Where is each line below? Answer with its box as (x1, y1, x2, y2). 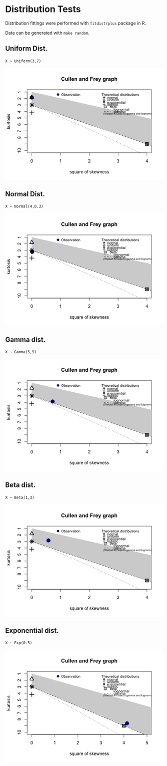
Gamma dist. (5, 335, 46, 344)
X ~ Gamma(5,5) (5, 350, 37, 355)
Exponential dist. (5, 626, 59, 635)
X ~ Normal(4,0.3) (5, 204, 43, 209)
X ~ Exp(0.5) (5, 640, 32, 646)
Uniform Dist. (5, 44, 48, 53)
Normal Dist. (5, 189, 45, 198)
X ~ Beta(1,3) (5, 495, 35, 500)
